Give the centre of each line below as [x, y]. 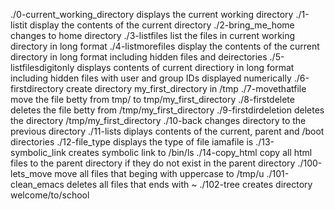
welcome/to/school [50, 195]
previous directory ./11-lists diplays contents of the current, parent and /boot [167, 131]
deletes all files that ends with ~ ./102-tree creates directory [189, 184]
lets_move [31, 173]
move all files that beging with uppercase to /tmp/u [159, 173]
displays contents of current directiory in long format [185, 67]
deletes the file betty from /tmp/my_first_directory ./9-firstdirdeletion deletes [167, 110]
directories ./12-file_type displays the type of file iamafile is [132, 142]
